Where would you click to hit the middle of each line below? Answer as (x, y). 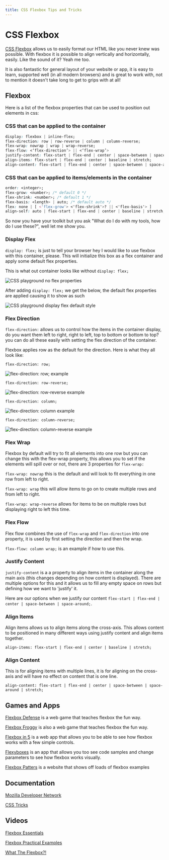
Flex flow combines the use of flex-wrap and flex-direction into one (77, 533)
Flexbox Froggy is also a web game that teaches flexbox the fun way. (77, 727)
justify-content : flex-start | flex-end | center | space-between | (78, 155)
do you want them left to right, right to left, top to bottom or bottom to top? (82, 335)
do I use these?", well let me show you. (46, 226)
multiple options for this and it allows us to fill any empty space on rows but (83, 583)
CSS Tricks (17, 805)
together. (15, 638)
